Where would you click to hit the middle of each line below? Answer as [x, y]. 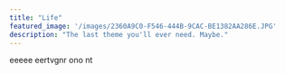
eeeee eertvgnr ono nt [51, 60]
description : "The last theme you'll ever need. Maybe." [119, 34]
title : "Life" [36, 18]
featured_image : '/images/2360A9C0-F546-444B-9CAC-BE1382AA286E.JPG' [143, 26]
